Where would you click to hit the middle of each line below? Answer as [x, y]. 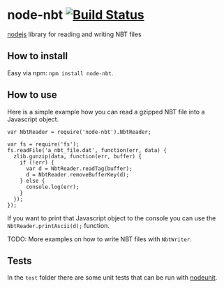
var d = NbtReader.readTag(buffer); [79, 168]
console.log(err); [52, 187]
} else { [32, 181]
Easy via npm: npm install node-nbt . [60, 73]
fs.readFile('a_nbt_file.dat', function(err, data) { [87, 150]
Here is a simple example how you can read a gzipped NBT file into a [106, 112]
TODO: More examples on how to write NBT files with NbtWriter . [99, 239]
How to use [32, 95]
